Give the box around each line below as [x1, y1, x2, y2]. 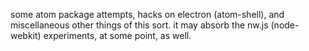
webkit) [10, 30, 42, 41]
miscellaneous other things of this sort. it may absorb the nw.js [10, 19, 269, 31]
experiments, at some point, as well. [43, 30, 192, 41]
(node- [270, 19, 300, 31]
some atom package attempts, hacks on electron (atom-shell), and [10, 9, 285, 20]
